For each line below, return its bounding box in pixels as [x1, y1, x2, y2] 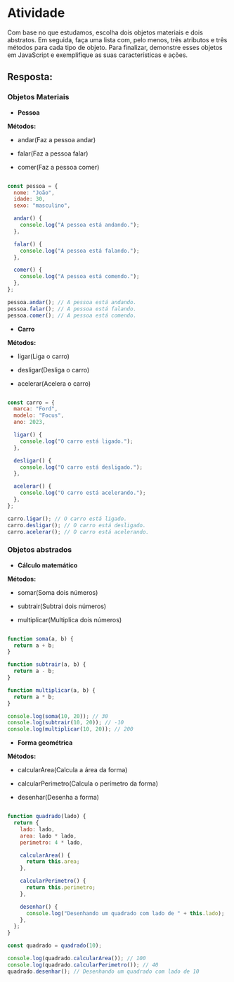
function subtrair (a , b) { [7, 661, 86, 668]
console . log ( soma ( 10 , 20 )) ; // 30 [7, 712, 109, 719]
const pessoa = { [7, 182, 58, 189]
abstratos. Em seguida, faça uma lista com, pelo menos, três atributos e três [7, 35, 228, 44]
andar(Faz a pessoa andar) [17, 135, 96, 144]
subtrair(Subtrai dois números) [17, 602, 107, 610]
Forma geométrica [17, 738, 73, 747]
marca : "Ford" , [13, 405, 58, 413]
